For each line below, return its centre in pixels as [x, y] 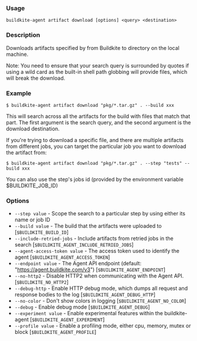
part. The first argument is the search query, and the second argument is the [98, 122]
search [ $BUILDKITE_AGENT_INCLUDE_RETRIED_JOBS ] [74, 245]
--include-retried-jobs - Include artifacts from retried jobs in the [94, 238]
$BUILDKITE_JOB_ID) [32, 185]
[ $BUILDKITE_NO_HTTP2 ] [42, 282]
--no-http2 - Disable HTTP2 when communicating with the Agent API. [99, 276]
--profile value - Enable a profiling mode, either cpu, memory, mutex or [103, 326]
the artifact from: [26, 152]
